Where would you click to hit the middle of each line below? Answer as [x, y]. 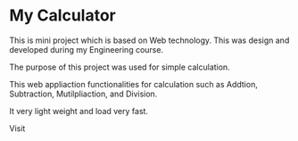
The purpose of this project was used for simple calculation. [120, 67]
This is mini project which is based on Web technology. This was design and [149, 40]
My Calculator [62, 16]
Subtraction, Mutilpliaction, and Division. [83, 94]
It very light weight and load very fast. [79, 111]
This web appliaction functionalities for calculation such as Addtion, [134, 84]
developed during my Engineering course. [86, 49]
